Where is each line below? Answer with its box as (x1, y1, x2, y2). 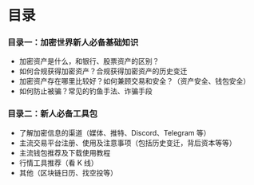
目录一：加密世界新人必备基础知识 (7, 37, 139, 48)
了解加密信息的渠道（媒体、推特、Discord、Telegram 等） (18, 128, 211, 137)
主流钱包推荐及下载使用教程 (18, 148, 111, 157)
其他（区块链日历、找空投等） (18, 167, 117, 177)
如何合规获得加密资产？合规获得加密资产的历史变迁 (18, 66, 188, 76)
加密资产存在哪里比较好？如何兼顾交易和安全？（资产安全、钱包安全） (18, 77, 251, 86)
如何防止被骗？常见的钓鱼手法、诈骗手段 (18, 86, 153, 96)
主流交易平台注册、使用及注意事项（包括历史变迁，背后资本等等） (18, 138, 236, 148)
